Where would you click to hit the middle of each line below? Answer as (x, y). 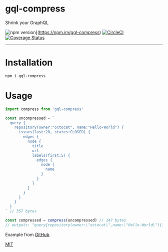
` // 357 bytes (21, 211)
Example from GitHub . (28, 234)
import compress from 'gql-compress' (44, 109)
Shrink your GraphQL (27, 23)
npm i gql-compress (25, 76)
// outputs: (17, 225)
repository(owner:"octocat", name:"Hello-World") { (69, 128)
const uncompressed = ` (30, 118)
